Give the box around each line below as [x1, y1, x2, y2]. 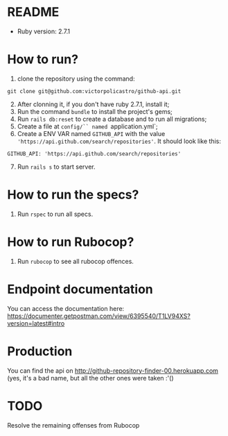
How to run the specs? [7, 187, 139, 203]
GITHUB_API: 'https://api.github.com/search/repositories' [7, 150, 182, 157]
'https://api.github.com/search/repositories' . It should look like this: [17, 137, 222, 145]
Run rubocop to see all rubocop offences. [17, 257, 134, 265]
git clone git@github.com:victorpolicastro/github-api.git [7, 87, 182, 94]
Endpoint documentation [7, 281, 154, 297]
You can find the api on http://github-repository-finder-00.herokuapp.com [7, 366, 218, 375]
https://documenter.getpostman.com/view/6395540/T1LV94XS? [7, 312, 191, 320]
